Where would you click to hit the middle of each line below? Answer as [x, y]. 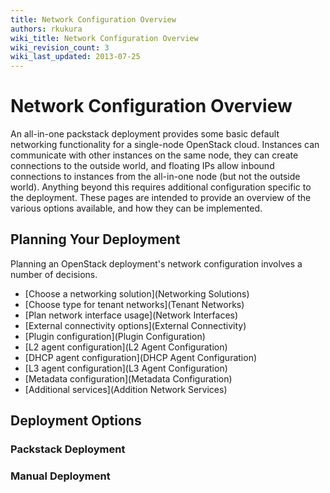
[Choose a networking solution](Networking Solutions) [137, 293]
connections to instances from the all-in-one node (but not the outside [155, 177]
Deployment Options [76, 421]
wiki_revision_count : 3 [60, 47]
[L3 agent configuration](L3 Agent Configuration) [126, 368]
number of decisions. [54, 274]
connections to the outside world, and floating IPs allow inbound [142, 166]
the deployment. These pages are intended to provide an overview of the [161, 198]
